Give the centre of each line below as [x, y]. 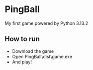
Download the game [33, 51]
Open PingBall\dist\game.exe [42, 56]
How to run [22, 39]
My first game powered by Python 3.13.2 [46, 23]
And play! [22, 62]
